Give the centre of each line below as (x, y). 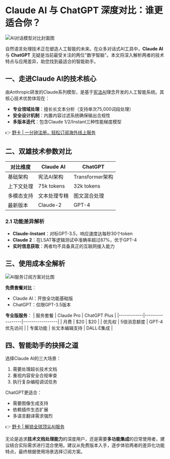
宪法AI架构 (51, 176)
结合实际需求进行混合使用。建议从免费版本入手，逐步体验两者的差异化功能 (87, 445)
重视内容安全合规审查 (35, 376)
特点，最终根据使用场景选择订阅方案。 (45, 452)
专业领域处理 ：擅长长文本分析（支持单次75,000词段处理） (73, 109)
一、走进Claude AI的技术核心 (51, 79)
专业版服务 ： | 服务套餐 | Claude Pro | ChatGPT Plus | (61, 315)
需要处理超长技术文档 (35, 369)
